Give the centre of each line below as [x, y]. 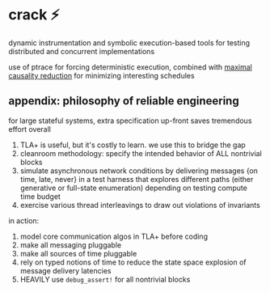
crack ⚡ [34, 15]
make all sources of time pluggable [78, 253]
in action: [24, 220]
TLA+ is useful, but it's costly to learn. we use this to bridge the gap [133, 145]
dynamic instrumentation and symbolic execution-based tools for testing [129, 42]
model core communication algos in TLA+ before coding [114, 236]
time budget [40, 196]
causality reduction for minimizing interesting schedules [102, 75]
